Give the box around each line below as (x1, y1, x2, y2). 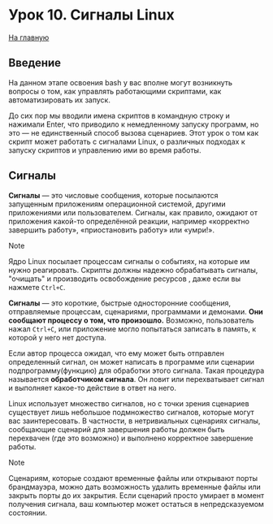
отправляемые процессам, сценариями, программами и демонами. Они (8, 306, 264, 316)
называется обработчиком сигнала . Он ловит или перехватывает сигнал (8, 374, 265, 383)
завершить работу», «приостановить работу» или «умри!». (8, 225, 215, 235)
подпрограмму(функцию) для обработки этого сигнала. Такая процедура (8, 366, 265, 375)
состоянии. (8, 508, 47, 518)
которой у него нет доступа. (8, 332, 107, 342)
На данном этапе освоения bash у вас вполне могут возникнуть (8, 77, 233, 87)
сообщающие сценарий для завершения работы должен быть (8, 424, 225, 434)
